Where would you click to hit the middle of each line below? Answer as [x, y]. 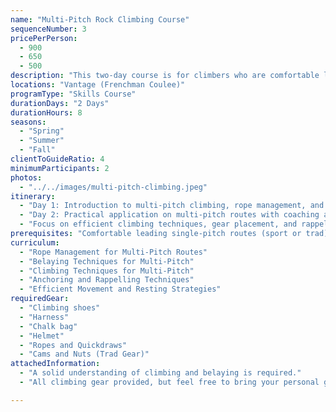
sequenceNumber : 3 [48, 29]
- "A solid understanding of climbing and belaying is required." [160, 373]
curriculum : [35, 242]
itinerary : [33, 196]
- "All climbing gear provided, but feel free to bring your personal [169, 382]
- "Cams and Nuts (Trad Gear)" [84, 354]
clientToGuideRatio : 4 [57, 159]
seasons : [28, 122]
